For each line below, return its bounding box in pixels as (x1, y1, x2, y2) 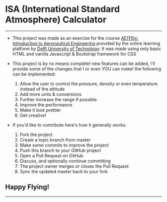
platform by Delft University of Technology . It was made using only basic (12, 46, 162, 52)
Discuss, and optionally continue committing (19, 158, 111, 164)
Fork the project (19, 132, 53, 137)
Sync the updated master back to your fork (19, 168, 108, 174)
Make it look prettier (19, 107, 61, 113)
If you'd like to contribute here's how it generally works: (12, 122, 127, 128)
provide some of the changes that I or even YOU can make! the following (12, 66, 162, 71)
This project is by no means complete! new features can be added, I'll (12, 61, 155, 67)
